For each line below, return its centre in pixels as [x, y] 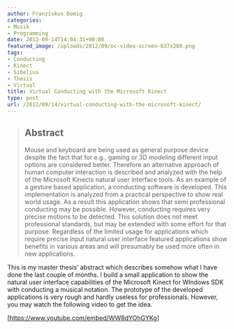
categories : [24, 20]
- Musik [19, 27]
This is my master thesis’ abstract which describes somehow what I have [112, 267]
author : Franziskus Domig [45, 14]
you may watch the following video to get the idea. [80, 304]
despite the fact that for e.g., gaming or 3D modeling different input [121, 157]
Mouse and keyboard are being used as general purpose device [116, 149]
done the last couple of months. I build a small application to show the [108, 275]
